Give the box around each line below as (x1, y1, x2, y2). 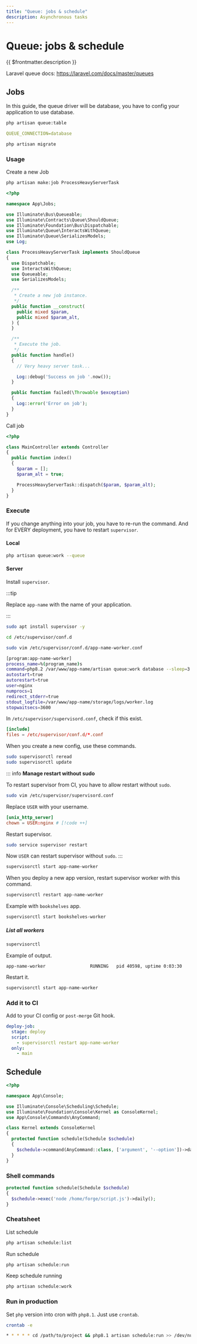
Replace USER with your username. (6, 803, 89, 810)
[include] (6, 726, 30, 733)
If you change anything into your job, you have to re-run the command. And (6, 520, 189, 527)
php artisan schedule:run (6, 1261, 69, 1268)
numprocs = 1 (6, 688, 33, 694)
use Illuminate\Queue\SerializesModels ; (6, 233, 107, 239)
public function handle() (11, 352, 75, 358)
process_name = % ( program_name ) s (6, 661, 83, 667)
